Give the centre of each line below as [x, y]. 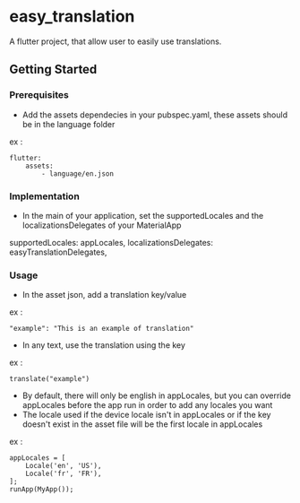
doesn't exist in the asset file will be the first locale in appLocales [142, 424]
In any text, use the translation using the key [104, 345]
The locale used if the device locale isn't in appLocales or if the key [146, 415]
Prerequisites [39, 95]
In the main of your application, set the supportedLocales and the [143, 215]
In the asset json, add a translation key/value [104, 295]
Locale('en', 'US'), [64, 466]
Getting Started [53, 69]
